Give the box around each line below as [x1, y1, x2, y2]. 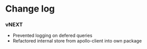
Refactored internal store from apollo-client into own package [12, 38, 142, 44]
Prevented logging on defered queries [12, 32, 93, 38]
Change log [5, 3, 55, 15]
